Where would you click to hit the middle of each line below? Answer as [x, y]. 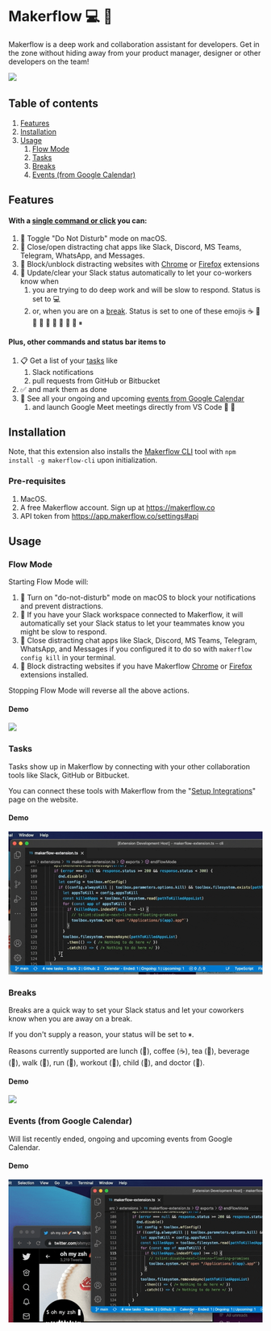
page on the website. [44, 799]
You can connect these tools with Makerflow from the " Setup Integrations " [132, 790]
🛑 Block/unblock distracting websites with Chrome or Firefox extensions [140, 264]
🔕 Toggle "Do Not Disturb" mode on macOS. [94, 238]
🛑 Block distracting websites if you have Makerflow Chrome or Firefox [136, 666]
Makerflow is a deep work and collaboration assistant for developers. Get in [134, 44]
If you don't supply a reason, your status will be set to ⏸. [101, 1034]
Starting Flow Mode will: [48, 582]
